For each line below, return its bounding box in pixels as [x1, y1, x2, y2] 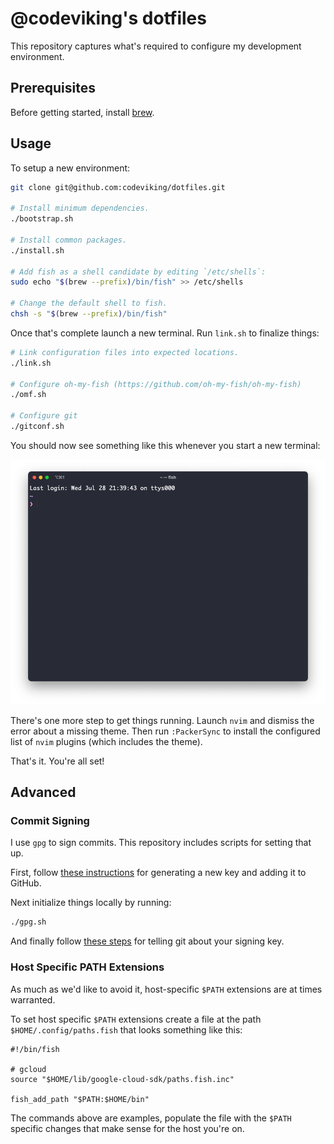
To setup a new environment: [10, 162, 131, 174]
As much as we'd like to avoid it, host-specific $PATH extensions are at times [10, 983, 323, 995]
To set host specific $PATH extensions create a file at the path [10, 1013, 262, 1025]
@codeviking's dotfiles [10, 7, 207, 30]
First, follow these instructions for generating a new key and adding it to [10, 867, 307, 879]
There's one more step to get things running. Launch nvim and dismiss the [10, 714, 315, 726]
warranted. [10, 993, 56, 1006]
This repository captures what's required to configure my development [10, 40, 302, 52]
